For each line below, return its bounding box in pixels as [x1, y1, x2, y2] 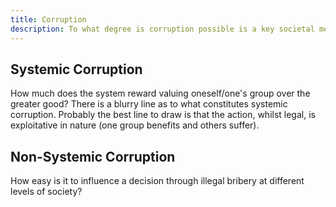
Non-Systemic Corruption [10, 148, 176, 165]
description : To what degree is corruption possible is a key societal [10, 24, 315, 34]
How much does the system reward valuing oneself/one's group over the [10, 87, 311, 100]
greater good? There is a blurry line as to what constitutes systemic [10, 98, 288, 110]
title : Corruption [10, 14, 87, 25]
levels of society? [10, 186, 83, 198]
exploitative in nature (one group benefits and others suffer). [10, 119, 260, 131]
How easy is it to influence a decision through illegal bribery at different [10, 175, 305, 187]
